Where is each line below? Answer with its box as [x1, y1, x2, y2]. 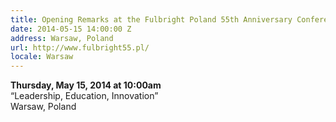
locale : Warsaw [10, 52, 74, 62]
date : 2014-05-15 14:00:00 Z [10, 24, 132, 34]
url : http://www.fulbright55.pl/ [10, 42, 150, 53]
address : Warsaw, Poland [10, 33, 114, 43]
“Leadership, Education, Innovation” [10, 90, 159, 102]
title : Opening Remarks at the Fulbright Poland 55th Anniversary [10, 14, 293, 25]
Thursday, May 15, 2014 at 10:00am [10, 79, 162, 91]
